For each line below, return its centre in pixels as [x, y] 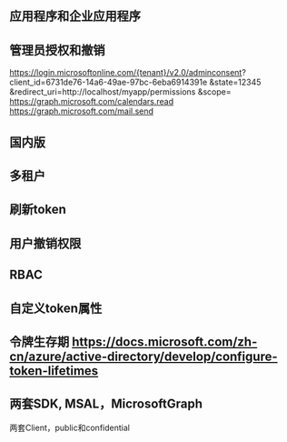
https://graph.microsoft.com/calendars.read [92, 102]
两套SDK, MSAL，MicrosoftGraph [106, 404]
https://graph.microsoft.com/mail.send [82, 111]
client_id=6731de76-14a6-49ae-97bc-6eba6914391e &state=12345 [135, 82]
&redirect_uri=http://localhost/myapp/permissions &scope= [120, 92]
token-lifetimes [54, 371]
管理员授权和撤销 [57, 50]
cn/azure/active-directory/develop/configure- [144, 356]
